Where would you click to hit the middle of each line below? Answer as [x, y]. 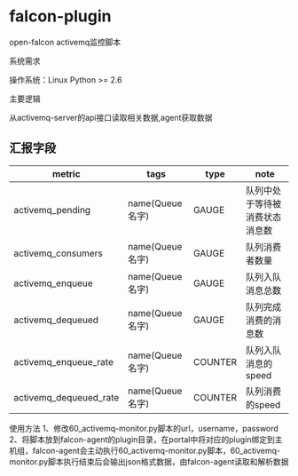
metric [67, 173]
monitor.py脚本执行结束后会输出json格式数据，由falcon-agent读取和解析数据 [149, 461]
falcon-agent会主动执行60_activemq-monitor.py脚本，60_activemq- [157, 450]
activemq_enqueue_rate [63, 361]
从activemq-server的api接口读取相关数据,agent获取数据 [111, 117]
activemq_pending [52, 210]
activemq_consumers [59, 253]
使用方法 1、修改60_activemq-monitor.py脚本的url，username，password [144, 428]
